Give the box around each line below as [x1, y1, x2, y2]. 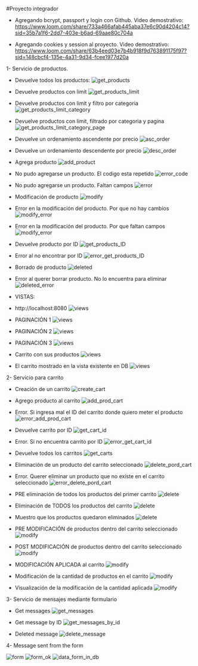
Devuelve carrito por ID [14, 426, 73, 433]
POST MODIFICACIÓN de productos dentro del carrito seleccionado [14, 543, 182, 550]
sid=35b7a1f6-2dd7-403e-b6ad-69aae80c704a [14, 29, 133, 36]
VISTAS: [14, 293, 35, 300]
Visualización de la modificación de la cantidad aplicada [14, 584, 153, 591]
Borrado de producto [14, 264, 67, 271]
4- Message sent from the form [6, 642, 83, 649]
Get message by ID [14, 619, 62, 625]
